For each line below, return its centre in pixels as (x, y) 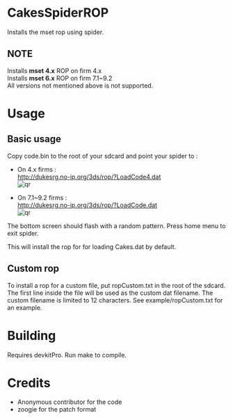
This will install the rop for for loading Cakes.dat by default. (92, 247)
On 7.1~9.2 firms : (42, 197)
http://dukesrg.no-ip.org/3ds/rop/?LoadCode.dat (87, 205)
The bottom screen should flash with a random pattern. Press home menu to (116, 226)
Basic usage (34, 139)
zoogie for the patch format (57, 410)
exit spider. (23, 233)
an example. (25, 307)
